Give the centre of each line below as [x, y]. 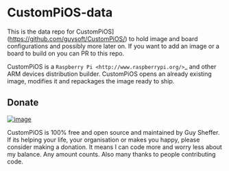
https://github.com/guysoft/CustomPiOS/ [67, 38]
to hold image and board [164, 38]
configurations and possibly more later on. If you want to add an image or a [113, 46]
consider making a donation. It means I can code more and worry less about [115, 147]
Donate [23, 103]
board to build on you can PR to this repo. [66, 53]
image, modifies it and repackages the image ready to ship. [91, 81]
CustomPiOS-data [60, 13]
